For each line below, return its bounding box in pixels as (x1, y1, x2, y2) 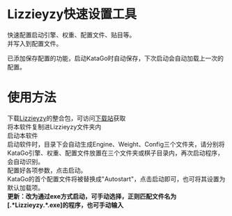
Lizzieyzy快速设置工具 (7, 6, 137, 22)
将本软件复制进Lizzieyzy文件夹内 (7, 122, 102, 131)
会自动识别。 (7, 157, 44, 165)
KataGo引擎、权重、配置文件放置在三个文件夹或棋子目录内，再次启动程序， (7, 149, 224, 157)
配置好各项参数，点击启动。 (7, 166, 87, 174)
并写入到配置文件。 (7, 39, 63, 47)
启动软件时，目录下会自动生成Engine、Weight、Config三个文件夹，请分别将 (7, 140, 225, 148)
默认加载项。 (7, 183, 44, 192)
